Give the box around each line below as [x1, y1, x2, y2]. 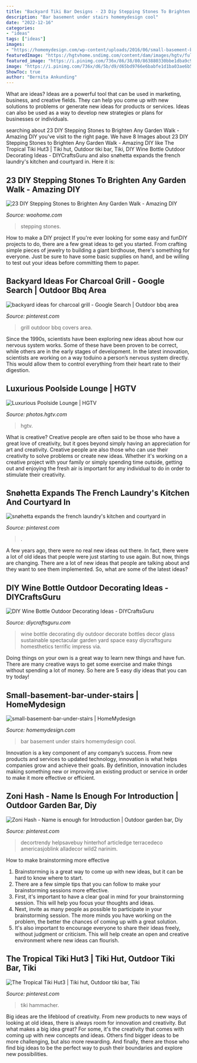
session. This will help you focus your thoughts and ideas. [14, 899, 155, 906]
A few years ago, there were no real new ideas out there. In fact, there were [6, 547, 189, 554]
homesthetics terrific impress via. [20, 643, 101, 650]
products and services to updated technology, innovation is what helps [6, 756, 178, 762]
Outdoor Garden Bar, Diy [6, 800, 97, 810]
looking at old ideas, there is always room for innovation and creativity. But [6, 1019, 186, 1026]
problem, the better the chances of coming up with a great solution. [14, 918, 178, 925]
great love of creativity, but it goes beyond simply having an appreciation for [6, 440, 191, 447]
